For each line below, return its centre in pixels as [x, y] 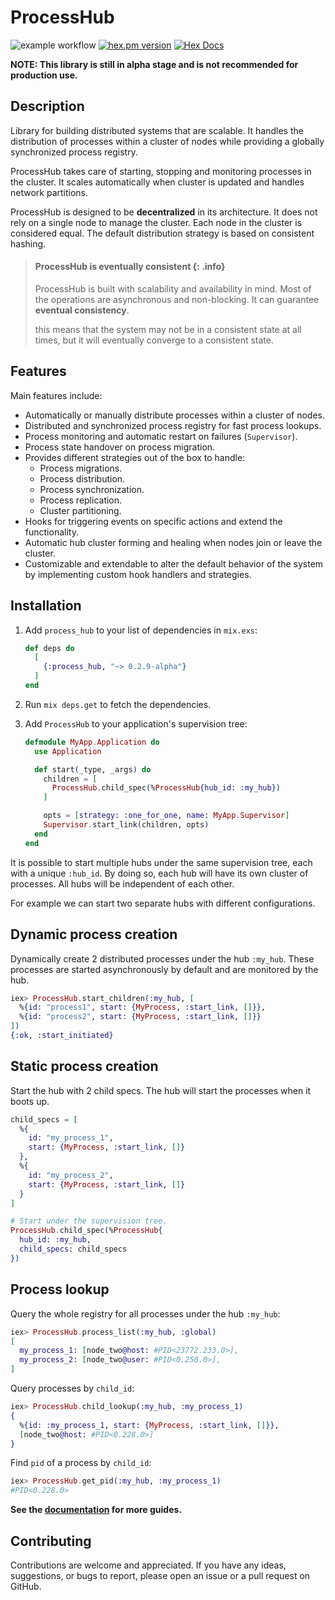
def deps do [49, 648]
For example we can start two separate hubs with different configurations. [163, 903]
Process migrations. [81, 468]
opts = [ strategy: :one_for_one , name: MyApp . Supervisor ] [166, 816]
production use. [44, 75]
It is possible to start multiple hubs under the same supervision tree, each [161, 862]
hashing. [28, 243]
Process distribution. [82, 478]
